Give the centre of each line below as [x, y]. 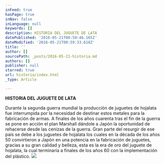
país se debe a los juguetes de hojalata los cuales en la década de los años [82, 134]
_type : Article [21, 79]
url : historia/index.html [32, 75]
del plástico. [18, 156]
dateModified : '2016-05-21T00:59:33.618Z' [50, 42]
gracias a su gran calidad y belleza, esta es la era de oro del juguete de [78, 145]
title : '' [15, 47]
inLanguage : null [23, 24]
